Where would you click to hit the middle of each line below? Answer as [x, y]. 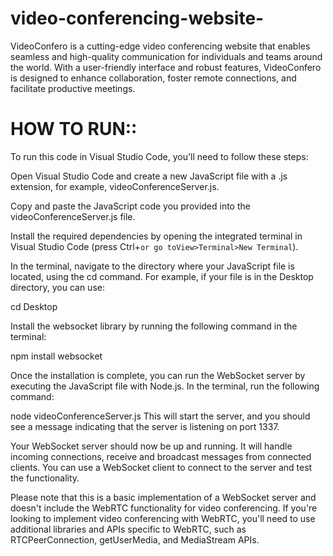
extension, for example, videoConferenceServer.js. [115, 186]
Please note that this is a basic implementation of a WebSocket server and [163, 497]
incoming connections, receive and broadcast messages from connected [161, 456]
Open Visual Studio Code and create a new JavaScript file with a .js [149, 176]
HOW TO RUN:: [74, 129]
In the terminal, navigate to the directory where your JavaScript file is [152, 266]
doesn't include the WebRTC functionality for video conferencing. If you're [164, 508]
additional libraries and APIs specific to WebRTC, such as [128, 529]
